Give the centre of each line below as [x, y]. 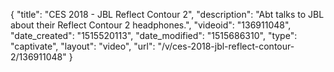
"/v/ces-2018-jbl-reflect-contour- [226, 46]
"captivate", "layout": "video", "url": [83, 46]
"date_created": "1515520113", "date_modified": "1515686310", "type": [154, 35]
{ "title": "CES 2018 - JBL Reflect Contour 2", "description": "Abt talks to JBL [167, 14]
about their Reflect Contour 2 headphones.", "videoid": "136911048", [151, 25]
